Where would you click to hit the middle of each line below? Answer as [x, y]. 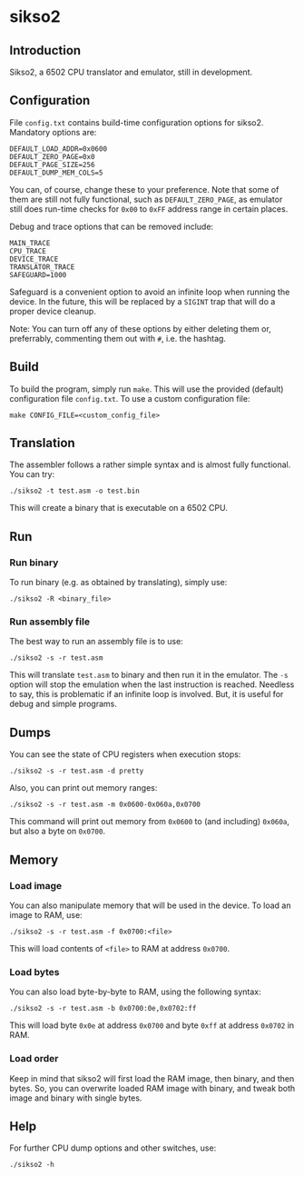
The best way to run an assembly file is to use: [96, 642]
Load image [36, 885]
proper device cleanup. [53, 311]
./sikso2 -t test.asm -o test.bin [75, 491]
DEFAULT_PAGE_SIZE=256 [52, 165]
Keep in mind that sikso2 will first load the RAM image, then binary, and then [152, 1078]
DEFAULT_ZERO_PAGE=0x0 [52, 156]
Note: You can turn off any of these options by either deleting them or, [141, 328]
